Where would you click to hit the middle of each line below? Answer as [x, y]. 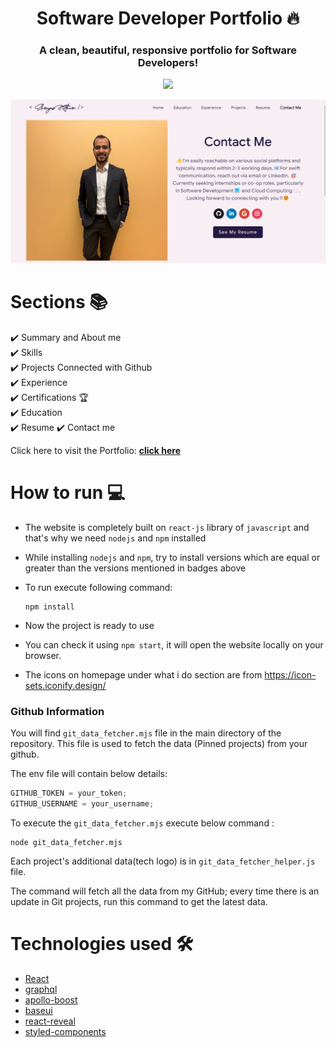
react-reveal [50, 1021]
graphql [41, 989]
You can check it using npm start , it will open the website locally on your [174, 644]
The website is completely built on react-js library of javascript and [167, 527]
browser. [43, 655]
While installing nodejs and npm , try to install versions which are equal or [172, 557]
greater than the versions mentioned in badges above [135, 568]
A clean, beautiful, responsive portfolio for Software [168, 50]
